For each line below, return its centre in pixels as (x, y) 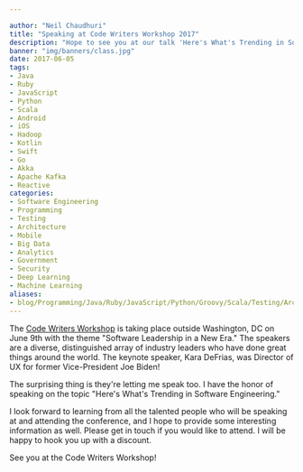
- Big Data (30, 244)
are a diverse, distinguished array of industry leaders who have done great (148, 347)
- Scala (24, 109)
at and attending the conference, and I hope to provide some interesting (143, 421)
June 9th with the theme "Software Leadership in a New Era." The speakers (150, 338)
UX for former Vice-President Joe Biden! (85, 366)
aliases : (26, 294)
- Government (34, 261)
